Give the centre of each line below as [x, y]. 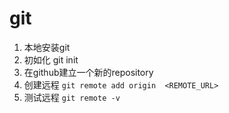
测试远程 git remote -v [72, 97]
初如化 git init [51, 59]
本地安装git [47, 47]
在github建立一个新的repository [88, 72]
